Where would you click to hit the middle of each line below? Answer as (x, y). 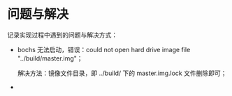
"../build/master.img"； (50, 58)
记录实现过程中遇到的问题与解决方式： (62, 35)
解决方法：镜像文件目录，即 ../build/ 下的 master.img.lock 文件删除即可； (122, 73)
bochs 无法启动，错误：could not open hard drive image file (104, 49)
